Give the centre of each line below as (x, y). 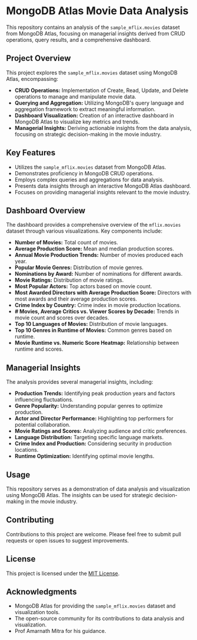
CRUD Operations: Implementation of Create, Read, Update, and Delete (101, 90)
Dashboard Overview (46, 210)
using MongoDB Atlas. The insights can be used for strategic (80, 495)
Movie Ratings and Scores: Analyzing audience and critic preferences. (101, 431)
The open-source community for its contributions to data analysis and (99, 619)
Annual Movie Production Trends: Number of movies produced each (99, 255)
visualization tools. (37, 612)
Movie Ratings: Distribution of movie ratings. (69, 280)
